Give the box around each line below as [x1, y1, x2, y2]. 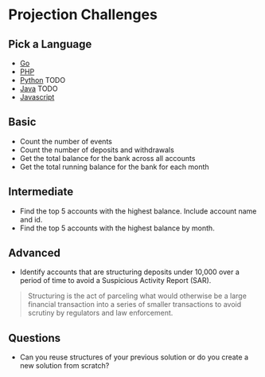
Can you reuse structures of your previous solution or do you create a [19, 352, 249, 362]
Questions [8, 331, 61, 344]
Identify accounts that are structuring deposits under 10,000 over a [19, 267, 240, 277]
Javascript [19, 92, 55, 101]
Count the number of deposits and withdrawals [19, 145, 175, 155]
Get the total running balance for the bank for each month [19, 162, 209, 171]
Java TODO [19, 84, 58, 93]
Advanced [8, 246, 61, 260]
